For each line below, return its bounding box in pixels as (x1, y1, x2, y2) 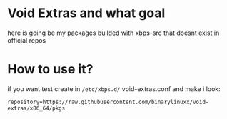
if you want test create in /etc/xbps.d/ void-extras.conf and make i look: (7, 84, 221, 93)
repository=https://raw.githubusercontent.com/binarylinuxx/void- (7, 98, 209, 105)
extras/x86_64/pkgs (7, 105, 66, 112)
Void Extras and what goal (7, 5, 166, 21)
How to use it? (7, 61, 94, 78)
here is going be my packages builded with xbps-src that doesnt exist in (7, 29, 220, 37)
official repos (7, 36, 46, 44)
